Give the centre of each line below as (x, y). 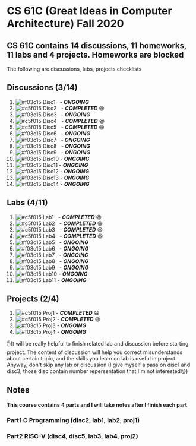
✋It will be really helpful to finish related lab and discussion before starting (98, 344)
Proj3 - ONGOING (64, 325)
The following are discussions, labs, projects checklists (74, 69)
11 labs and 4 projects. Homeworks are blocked (95, 55)
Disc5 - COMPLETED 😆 (73, 127)
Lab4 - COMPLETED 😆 (73, 236)
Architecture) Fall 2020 (65, 23)
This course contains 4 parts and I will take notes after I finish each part (97, 405)
